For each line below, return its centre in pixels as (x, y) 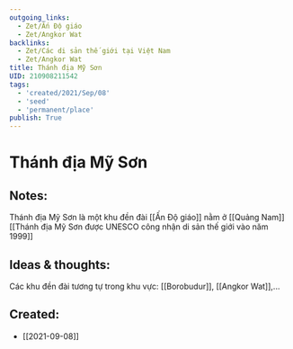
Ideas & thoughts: (60, 265)
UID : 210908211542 (44, 76)
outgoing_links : (40, 18)
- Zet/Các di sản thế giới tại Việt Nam (94, 51)
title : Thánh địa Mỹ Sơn (56, 68)
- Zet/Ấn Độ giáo (50, 26)
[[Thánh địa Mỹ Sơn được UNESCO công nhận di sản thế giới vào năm (139, 227)
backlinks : (30, 43)
